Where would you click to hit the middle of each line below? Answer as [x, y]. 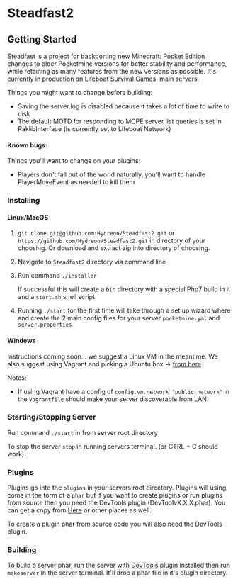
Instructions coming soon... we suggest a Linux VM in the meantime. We [113, 356]
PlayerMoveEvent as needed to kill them [76, 182]
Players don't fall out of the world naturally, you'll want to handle [112, 174]
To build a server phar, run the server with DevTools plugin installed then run [119, 566]
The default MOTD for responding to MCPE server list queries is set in [119, 121]
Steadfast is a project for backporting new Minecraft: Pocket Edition [106, 56]
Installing [24, 201]
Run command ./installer [57, 276]
